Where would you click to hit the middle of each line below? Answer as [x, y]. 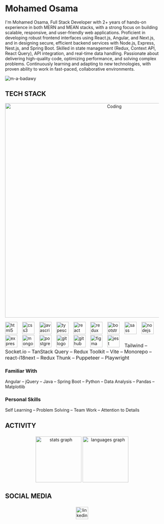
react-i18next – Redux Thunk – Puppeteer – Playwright [67, 357]
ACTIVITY [21, 425]
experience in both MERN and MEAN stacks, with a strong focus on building [81, 27]
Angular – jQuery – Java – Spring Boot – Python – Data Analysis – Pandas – [80, 382]
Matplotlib [15, 387]
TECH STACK [26, 94]
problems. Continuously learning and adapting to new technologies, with [78, 64]
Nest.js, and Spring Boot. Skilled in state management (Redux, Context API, [81, 48]
